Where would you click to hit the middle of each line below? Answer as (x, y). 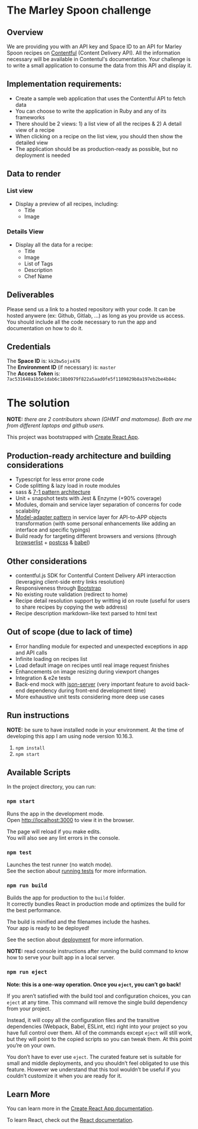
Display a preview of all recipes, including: (67, 204)
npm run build (27, 885)
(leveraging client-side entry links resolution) (70, 581)
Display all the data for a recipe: (54, 245)
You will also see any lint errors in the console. (63, 837)
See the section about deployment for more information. (75, 940)
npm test (19, 852)
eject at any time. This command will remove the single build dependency (97, 1002)
